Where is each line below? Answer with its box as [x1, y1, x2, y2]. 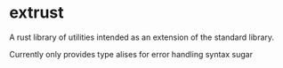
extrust [9, 3, 64, 23]
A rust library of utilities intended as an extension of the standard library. [9, 32, 274, 42]
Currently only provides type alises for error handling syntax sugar [9, 49, 254, 59]
